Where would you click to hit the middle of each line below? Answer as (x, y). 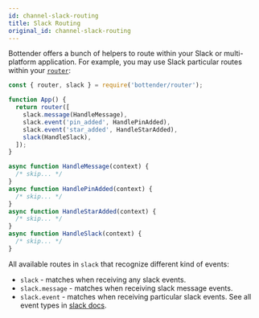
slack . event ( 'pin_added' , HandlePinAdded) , (97, 122)
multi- (234, 54)
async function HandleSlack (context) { (75, 234)
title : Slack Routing (45, 23)
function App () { (37, 100)
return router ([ (43, 108)
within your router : (39, 71)
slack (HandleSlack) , (57, 137)
